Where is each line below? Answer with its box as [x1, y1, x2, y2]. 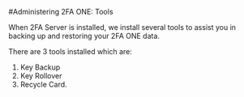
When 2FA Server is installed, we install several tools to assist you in [8, 23, 237, 32]
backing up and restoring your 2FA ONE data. [8, 32, 161, 40]
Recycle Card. [19, 80, 67, 89]
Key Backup [19, 62, 61, 72]
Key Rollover [19, 71, 62, 80]
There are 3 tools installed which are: [8, 47, 132, 56]
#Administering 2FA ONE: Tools [8, 7, 113, 16]
